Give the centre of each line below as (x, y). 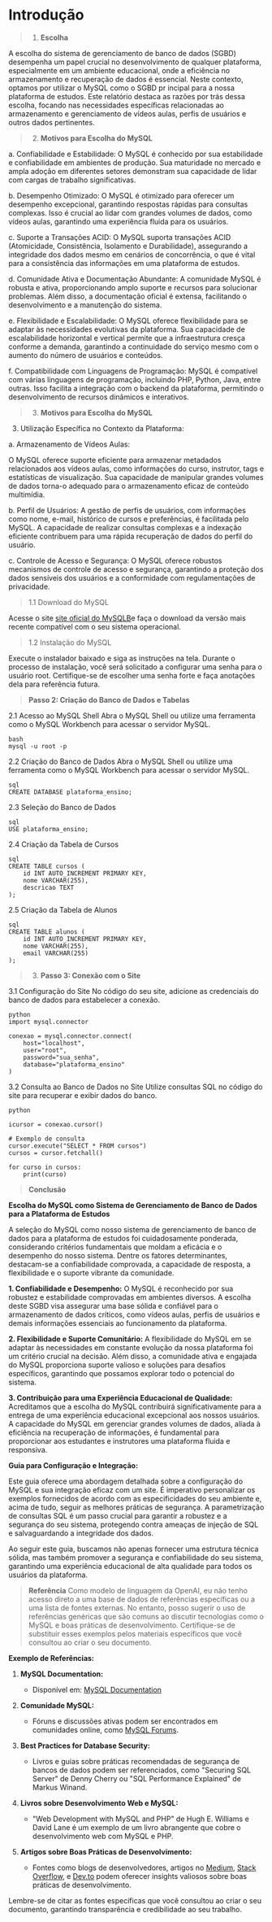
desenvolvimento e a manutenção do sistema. (85, 305)
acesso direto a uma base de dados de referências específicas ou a (142, 1599)
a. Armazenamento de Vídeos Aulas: (69, 444)
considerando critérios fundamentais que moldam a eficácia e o (115, 1247)
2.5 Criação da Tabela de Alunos (63, 909)
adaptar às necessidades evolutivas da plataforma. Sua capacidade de (127, 329)
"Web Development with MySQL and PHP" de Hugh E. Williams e (140, 1819)
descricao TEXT (49, 887)
